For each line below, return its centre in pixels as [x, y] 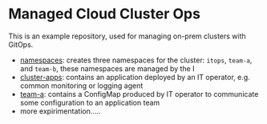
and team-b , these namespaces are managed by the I [107, 68]
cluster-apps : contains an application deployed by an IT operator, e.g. [135, 77]
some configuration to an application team [90, 102]
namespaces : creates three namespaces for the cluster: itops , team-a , [136, 60]
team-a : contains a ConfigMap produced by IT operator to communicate [139, 94]
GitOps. [21, 44]
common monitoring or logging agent [81, 86]
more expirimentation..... [60, 111]
